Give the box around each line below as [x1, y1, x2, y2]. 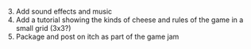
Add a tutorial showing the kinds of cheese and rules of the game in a [15, 15, 244, 24]
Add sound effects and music [15, 7, 113, 16]
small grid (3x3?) [15, 24, 71, 32]
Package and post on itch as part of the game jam [15, 32, 180, 41]
